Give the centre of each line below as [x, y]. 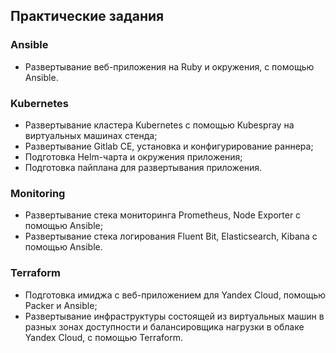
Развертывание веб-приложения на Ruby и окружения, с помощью [169, 66]
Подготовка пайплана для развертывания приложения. [143, 167]
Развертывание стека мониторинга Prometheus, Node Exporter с [163, 215]
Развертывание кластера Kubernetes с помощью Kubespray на [159, 125]
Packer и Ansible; [61, 305]
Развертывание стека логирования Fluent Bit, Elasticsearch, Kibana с [171, 236]
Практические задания [87, 16]
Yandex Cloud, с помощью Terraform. [103, 337]
